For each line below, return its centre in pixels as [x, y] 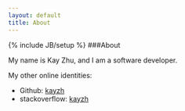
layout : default [34, 15]
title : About [29, 23]
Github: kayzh [42, 90]
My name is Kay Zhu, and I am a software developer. [93, 60]
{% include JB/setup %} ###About [64, 45]
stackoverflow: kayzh [54, 98]
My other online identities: [50, 75]
